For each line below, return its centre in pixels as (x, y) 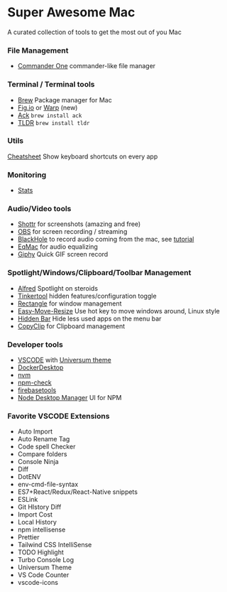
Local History (37, 522)
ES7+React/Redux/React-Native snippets (78, 492)
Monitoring (27, 175)
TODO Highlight (40, 552)
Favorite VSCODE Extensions (59, 416)
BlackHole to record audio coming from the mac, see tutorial (106, 240)
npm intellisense (41, 529)
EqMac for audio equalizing (57, 247)
